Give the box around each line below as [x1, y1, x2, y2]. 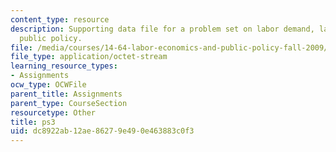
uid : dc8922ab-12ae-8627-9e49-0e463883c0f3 [10, 126, 195, 136]
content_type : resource [10, 14, 110, 25]
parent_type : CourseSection [10, 98, 128, 108]
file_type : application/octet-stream [10, 52, 168, 62]
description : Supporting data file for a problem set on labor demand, [10, 24, 315, 34]
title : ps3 [10, 117, 56, 127]
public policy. [19, 33, 83, 43]
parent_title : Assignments [10, 89, 123, 99]
